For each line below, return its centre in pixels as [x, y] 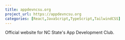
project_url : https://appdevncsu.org [43, 14]
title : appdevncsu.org [28, 10]
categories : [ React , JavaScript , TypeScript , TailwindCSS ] [63, 19]
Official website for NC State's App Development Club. [60, 33]
